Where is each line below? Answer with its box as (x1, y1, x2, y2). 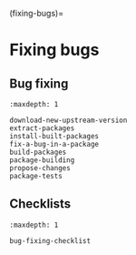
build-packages (9, 148, 67, 157)
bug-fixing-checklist (9, 236, 92, 245)
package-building (9, 156, 75, 165)
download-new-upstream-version (9, 116, 128, 125)
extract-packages (9, 124, 75, 133)
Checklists (9, 196, 72, 212)
